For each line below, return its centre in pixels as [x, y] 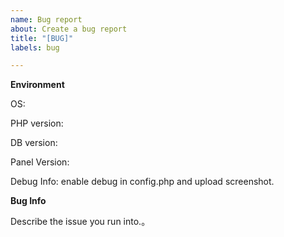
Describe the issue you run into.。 [80, 222]
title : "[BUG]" [42, 38]
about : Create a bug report [69, 29]
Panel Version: [40, 162]
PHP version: [37, 123]
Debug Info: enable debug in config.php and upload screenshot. [142, 182]
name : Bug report [46, 19]
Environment [37, 85]
